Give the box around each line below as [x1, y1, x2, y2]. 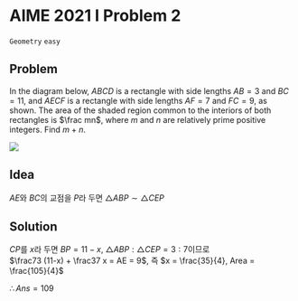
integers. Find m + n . [9, 124, 86, 135]
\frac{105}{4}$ [9, 266, 65, 277]
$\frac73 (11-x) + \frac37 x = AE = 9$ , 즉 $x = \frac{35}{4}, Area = [9, 255, 256, 267]
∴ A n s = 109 [9, 283, 54, 294]
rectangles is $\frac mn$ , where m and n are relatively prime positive [9, 114, 266, 125]
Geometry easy [9, 37, 61, 46]
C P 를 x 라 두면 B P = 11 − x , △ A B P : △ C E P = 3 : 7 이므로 [9, 244, 210, 255]
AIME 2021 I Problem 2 [9, 5, 182, 26]
